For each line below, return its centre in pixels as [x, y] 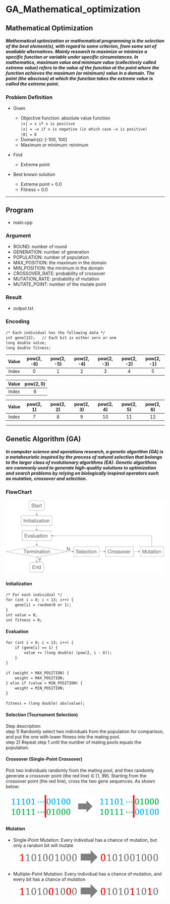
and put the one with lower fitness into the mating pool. [63, 737]
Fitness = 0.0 [34, 189]
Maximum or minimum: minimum [54, 145]
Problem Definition [29, 97]
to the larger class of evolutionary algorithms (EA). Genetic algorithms [81, 462]
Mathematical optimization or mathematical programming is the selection [85, 41]
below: [13, 787]
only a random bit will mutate [43, 845]
